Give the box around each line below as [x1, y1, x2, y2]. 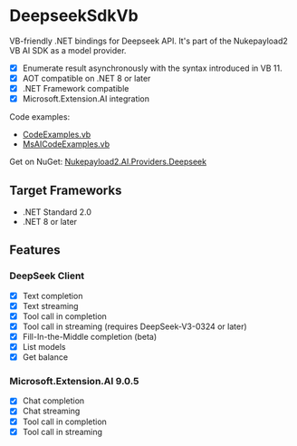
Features [9, 242, 61, 258]
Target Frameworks [9, 182, 122, 198]
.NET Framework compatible [22, 83, 129, 94]
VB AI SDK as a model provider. [9, 44, 127, 55]
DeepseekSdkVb [9, 5, 139, 26]
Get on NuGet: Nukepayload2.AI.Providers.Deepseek [9, 156, 206, 168]
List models [22, 342, 66, 352]
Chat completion [22, 395, 85, 406]
